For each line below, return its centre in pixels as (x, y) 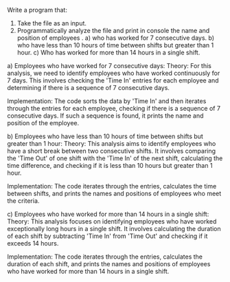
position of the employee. (43, 123)
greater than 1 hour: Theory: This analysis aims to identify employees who (112, 143)
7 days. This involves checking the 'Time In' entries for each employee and (113, 80)
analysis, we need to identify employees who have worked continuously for (114, 73)
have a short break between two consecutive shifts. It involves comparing (112, 151)
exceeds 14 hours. (33, 243)
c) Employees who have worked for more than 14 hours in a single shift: (108, 214)
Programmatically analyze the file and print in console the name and (113, 31)
